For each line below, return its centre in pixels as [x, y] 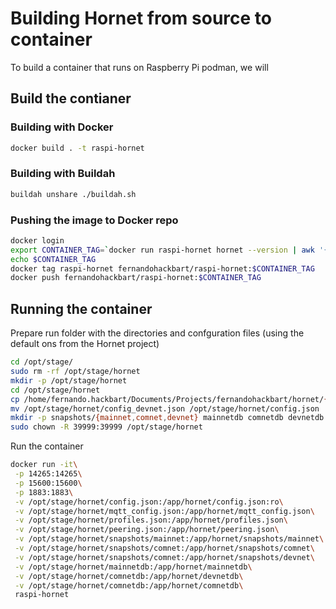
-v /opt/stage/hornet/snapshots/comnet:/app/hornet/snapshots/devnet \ [164, 557]
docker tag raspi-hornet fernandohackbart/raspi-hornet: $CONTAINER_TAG [162, 268]
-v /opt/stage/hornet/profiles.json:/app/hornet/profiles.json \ [151, 520]
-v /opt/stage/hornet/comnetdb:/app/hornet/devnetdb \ [129, 576]
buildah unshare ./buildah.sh [73, 194]
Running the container [81, 308]
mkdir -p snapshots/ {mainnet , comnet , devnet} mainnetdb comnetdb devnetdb [167, 418]
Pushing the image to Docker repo [94, 220]
